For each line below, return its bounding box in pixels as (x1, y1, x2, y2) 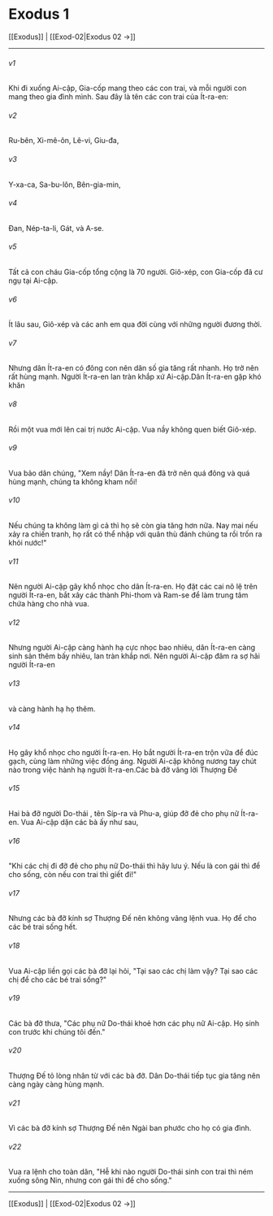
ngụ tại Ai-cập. (8, 276, 58, 285)
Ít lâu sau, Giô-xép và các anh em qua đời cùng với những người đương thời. (8, 319, 262, 329)
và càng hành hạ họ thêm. (8, 704, 96, 714)
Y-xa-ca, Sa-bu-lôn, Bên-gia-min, (8, 180, 121, 189)
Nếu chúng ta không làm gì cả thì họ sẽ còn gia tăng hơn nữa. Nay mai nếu (8, 520, 258, 530)
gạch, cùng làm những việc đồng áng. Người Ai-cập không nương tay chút (8, 756, 258, 766)
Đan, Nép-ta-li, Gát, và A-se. (8, 223, 104, 232)
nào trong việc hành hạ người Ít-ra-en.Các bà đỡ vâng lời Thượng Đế (8, 765, 238, 775)
